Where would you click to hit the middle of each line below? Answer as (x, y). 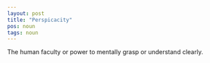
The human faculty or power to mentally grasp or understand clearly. (105, 52)
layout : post (26, 13)
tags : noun (23, 33)
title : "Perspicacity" (40, 20)
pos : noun (21, 26)
